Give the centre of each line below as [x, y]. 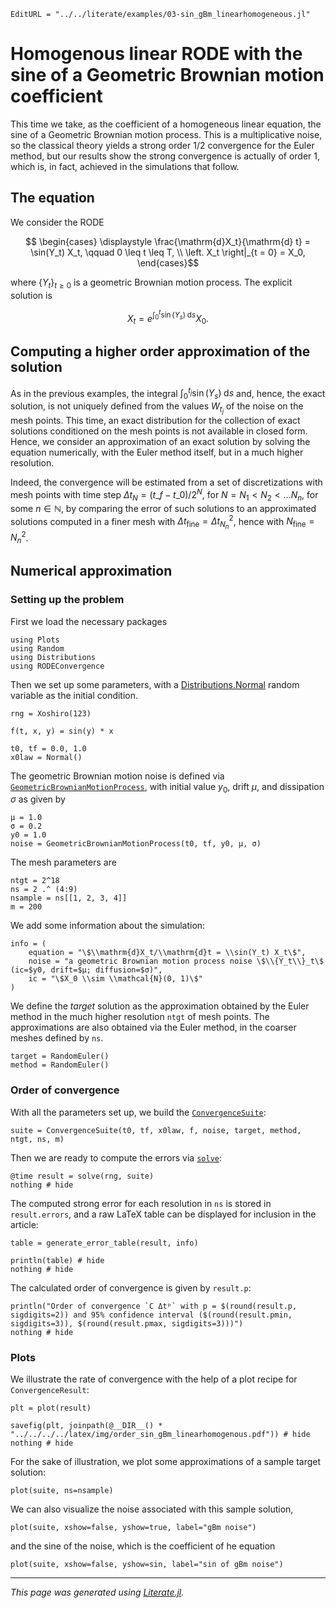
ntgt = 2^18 [35, 881]
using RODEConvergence [57, 666]
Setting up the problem [67, 600]
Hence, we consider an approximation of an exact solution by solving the [160, 442]
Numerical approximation [91, 571]
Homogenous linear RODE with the [156, 54]
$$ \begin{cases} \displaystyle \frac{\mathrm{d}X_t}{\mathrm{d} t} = [168, 241]
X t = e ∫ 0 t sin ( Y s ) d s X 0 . [168, 317]
